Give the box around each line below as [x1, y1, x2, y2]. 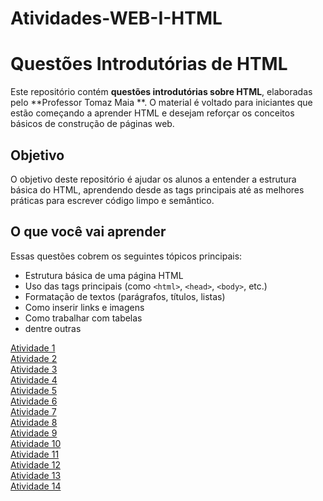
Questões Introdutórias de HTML [10, 53, 288, 76]
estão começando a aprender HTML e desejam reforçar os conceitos [10, 107, 295, 119]
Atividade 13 [10, 469, 62, 481]
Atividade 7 [10, 405, 57, 417]
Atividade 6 [10, 395, 58, 407]
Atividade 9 [10, 427, 58, 439]
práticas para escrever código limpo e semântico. [10, 194, 215, 206]
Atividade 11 [10, 448, 60, 460]
